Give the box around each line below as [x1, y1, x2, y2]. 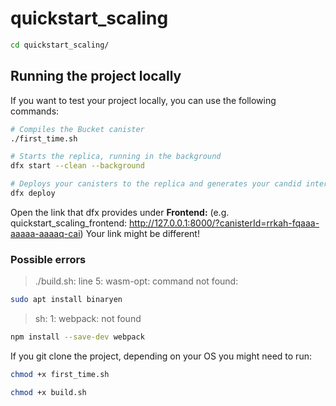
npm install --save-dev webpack [10, 332, 145, 342]
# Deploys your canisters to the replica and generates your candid [10, 179, 302, 189]
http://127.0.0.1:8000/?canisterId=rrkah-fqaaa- [129, 217, 320, 229]
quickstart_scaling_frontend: [10, 217, 128, 229]
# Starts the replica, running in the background [10, 152, 222, 162]
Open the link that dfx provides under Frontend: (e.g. [10, 206, 230, 218]
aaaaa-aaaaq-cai [10, 227, 81, 239]
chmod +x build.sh [10, 387, 87, 397]
